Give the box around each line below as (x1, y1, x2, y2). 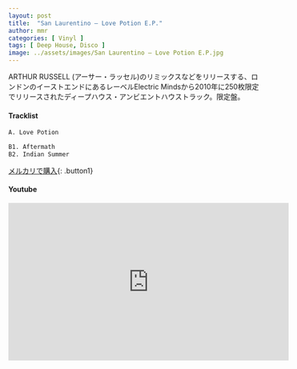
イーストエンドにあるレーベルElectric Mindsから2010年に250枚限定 (35, 82, 259, 91)
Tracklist (8, 110, 38, 120)
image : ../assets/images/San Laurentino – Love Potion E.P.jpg (8, 49, 224, 57)
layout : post (8, 11, 52, 20)
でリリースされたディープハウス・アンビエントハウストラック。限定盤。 (8, 92, 245, 101)
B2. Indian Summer (8, 150, 70, 158)
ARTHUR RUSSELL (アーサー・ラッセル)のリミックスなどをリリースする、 (8, 72, 252, 81)
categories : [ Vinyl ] (8, 34, 84, 42)
